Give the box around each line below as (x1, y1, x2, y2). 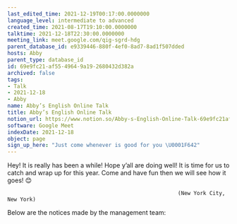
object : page (7, 135, 46, 142)
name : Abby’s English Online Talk (7, 102, 109, 110)
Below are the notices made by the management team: (7, 208, 166, 217)
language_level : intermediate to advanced (7, 17, 134, 24)
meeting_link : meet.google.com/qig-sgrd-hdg (7, 37, 140, 44)
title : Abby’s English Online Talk (7, 109, 112, 116)
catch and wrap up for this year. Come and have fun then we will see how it (7, 169, 226, 177)
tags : (7, 76, 23, 83)
